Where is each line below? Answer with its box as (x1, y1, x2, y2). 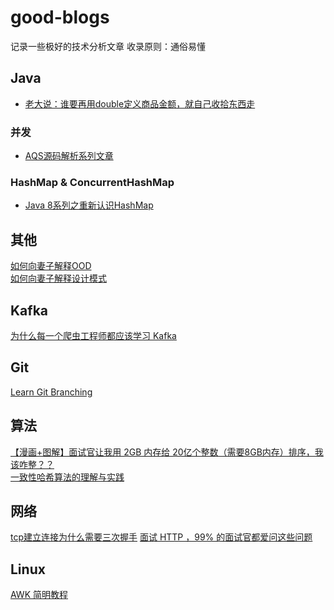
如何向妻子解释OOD (10, 260, 92, 272)
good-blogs (10, 6, 110, 29)
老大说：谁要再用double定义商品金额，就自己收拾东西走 (24, 97, 256, 110)
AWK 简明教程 (10, 589, 69, 601)
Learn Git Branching (10, 386, 93, 398)
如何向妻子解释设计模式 (10, 272, 107, 285)
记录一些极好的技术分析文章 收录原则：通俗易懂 (10, 40, 206, 52)
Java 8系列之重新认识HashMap (24, 199, 154, 211)
